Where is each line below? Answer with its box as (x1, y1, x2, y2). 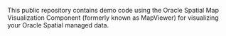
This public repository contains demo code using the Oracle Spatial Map (7, 6, 219, 14)
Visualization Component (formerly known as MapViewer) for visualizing (7, 13, 219, 22)
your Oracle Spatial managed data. (7, 21, 109, 29)
